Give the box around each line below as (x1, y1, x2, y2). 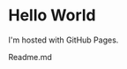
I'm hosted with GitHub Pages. (8, 34, 119, 45)
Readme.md (8, 51, 52, 62)
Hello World (8, 5, 96, 26)
